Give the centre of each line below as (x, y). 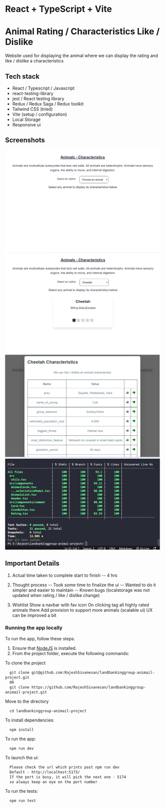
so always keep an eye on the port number (54, 782)
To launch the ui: (22, 757)
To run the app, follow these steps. (40, 638)
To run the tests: (22, 791)
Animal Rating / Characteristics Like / (82, 32)
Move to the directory (27, 701)
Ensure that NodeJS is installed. (44, 648)
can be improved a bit (34, 615)
